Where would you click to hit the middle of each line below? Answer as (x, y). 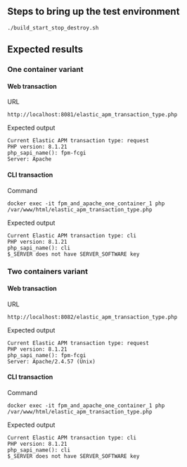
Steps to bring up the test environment (93, 12)
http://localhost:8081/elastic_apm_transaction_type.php (92, 115)
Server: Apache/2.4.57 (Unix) (52, 361)
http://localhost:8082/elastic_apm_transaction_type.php (92, 317)
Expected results (45, 50)
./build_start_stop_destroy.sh (53, 27)
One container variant (45, 70)
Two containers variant (47, 272)
